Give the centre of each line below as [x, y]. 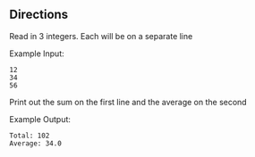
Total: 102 [30, 136]
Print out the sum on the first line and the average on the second [128, 102]
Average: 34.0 [36, 143]
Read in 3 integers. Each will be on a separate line [101, 36]
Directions [39, 15]
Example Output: [40, 119]
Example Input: [37, 54]
